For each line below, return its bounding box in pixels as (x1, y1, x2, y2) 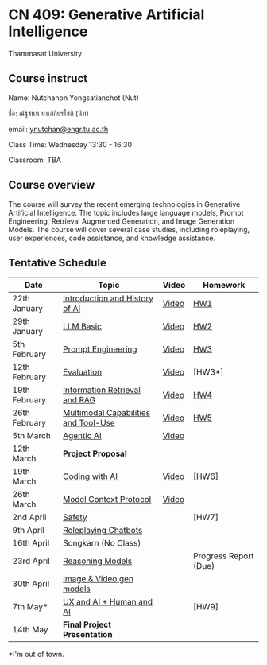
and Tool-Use (62, 418, 115, 429)
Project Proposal (62, 448, 127, 459)
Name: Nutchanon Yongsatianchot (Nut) (8, 93, 139, 103)
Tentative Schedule (8, 256, 107, 270)
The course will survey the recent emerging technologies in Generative (8, 199, 241, 208)
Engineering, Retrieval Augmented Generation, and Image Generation (8, 216, 235, 226)
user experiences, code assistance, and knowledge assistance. (8, 233, 216, 243)
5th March (12, 430, 52, 441)
